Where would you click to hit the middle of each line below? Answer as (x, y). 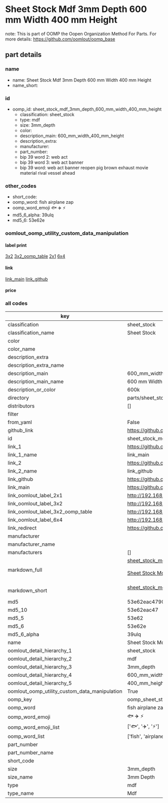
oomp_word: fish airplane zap (43, 202)
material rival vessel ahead (47, 173)
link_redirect (22, 528)
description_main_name (36, 381)
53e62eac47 (143, 610)
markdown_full (25, 570)
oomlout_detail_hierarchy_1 (40, 651)
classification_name (31, 333)
